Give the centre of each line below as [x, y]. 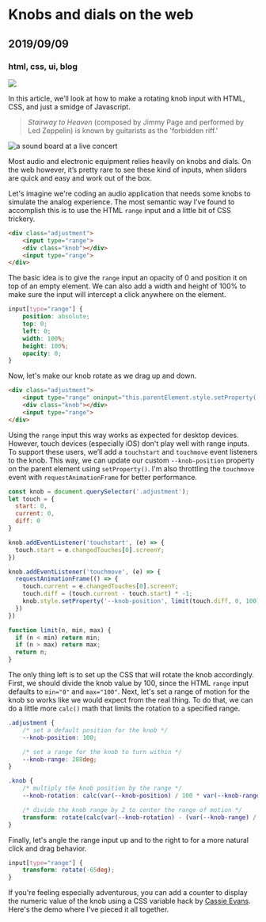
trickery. [22, 219]
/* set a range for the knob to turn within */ [102, 752]
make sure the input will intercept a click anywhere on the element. [118, 295]
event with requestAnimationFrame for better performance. [103, 477]
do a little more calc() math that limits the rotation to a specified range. [124, 708]
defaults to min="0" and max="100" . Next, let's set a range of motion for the [129, 691]
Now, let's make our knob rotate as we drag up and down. [103, 376]
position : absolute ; [56, 317]
